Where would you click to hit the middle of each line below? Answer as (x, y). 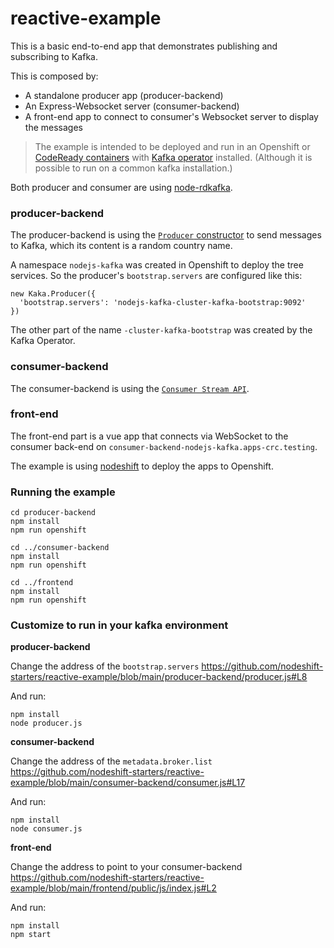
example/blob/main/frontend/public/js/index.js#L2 (113, 888)
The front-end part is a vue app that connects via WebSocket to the (149, 436)
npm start (31, 935)
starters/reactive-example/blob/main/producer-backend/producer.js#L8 (159, 677)
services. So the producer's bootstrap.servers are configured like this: (156, 276)
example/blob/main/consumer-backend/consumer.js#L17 (128, 783)
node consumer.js (46, 829)
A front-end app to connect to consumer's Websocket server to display (171, 116)
